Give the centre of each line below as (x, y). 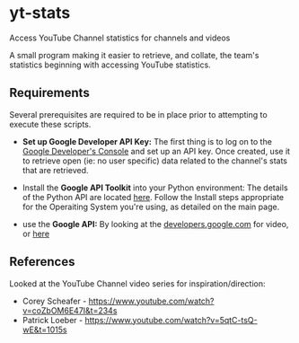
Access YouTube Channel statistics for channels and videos (120, 38)
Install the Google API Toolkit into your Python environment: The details (155, 188)
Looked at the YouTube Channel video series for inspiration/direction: (138, 283)
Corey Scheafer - (54, 301)
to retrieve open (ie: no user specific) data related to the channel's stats (154, 161)
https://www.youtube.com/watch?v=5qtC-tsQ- (171, 320)
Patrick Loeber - (53, 320)
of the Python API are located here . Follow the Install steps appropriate (153, 197)
